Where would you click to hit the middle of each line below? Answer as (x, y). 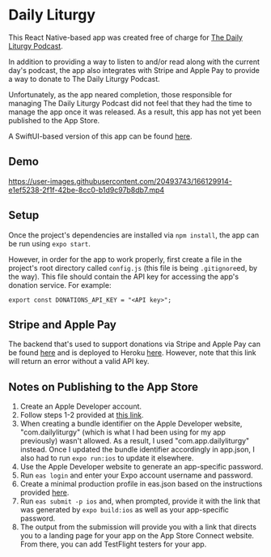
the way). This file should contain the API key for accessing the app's (124, 276)
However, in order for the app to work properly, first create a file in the (125, 259)
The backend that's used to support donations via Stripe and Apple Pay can (135, 344)
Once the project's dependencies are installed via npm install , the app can (134, 235)
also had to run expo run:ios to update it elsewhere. (107, 458)
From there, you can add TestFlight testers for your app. (113, 544)
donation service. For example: (60, 285)
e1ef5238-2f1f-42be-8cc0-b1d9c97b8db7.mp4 (87, 190)
